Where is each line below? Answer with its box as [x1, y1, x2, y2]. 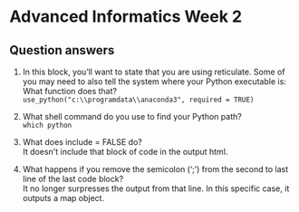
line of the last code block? [22, 174, 124, 184]
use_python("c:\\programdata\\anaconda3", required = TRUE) [22, 95, 255, 104]
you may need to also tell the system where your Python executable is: [22, 76, 287, 87]
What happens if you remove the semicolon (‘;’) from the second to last [22, 164, 289, 174]
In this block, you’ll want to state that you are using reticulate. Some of [22, 66, 285, 77]
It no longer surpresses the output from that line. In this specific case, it [22, 183, 290, 194]
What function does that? [22, 86, 118, 96]
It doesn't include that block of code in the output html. [22, 147, 228, 157]
